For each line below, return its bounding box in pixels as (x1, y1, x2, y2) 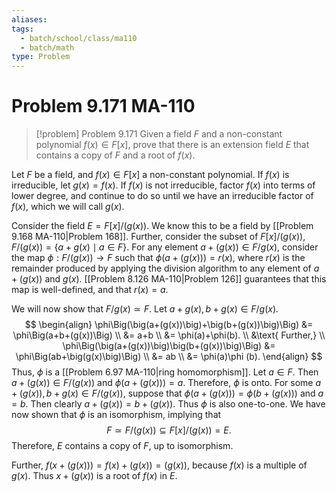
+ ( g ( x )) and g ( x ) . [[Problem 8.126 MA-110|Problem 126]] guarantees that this (11, 273, 327, 285)
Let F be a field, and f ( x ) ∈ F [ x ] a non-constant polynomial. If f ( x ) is (11, 169, 290, 181)
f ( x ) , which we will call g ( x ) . (11, 201, 125, 213)
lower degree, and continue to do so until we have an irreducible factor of (11, 190, 314, 202)
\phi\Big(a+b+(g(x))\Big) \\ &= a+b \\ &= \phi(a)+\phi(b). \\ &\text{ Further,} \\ (12, 329, 326, 341)
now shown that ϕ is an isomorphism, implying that (11, 409, 222, 421)
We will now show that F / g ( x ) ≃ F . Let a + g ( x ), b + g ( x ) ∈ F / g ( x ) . (11, 303, 279, 315)
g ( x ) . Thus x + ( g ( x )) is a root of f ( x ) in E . (11, 470, 178, 482)
